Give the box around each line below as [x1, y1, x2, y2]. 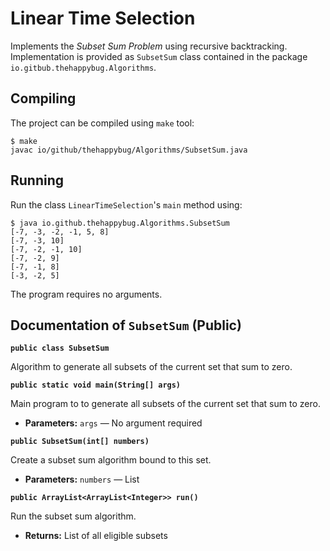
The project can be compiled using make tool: [10, 117, 195, 129]
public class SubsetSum [10, 343, 110, 354]
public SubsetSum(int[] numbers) [10, 437, 150, 447]
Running [10, 172, 65, 189]
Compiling [10, 90, 77, 107]
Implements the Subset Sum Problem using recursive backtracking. [10, 40, 288, 52]
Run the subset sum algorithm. [10, 510, 137, 522]
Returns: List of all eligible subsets [24, 530, 168, 542]
